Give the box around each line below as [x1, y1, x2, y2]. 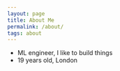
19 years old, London [17, 56, 78, 65]
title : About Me [7, 17, 54, 24]
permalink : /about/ [7, 23, 64, 30]
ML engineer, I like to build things [17, 49, 113, 57]
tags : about [7, 29, 42, 37]
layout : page [7, 10, 45, 17]
